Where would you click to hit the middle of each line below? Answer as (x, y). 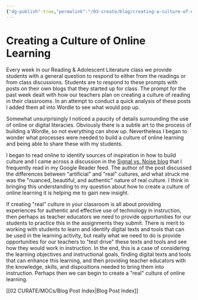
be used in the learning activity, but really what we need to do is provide (94, 235)
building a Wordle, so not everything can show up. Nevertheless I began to (97, 131)
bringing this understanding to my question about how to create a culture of (98, 186)
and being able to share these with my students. (65, 144)
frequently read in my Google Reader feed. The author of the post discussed (99, 167)
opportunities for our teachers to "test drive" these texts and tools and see (96, 242)
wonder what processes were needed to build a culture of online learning (95, 137)
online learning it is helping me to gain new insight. (68, 193)
